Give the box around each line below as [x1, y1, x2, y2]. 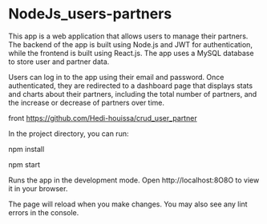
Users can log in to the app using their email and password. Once [8, 72, 225, 82]
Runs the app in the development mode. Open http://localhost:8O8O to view [8, 175, 260, 185]
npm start [8, 159, 41, 169]
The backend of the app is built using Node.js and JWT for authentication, [8, 39, 253, 49]
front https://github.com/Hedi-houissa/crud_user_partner [8, 113, 198, 122]
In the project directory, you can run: [8, 129, 129, 138]
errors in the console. [8, 207, 79, 217]
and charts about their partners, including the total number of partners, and [8, 89, 257, 98]
